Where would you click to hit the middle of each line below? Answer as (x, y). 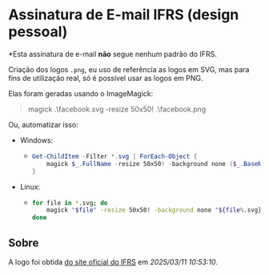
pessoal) (38, 32)
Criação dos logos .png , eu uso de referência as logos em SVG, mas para (129, 69)
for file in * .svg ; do (70, 203)
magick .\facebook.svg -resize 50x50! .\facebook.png (117, 109)
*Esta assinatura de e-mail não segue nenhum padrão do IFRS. (113, 54)
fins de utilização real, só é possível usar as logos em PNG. (106, 78)
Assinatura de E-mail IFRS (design (124, 15)
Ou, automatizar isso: (43, 124)
